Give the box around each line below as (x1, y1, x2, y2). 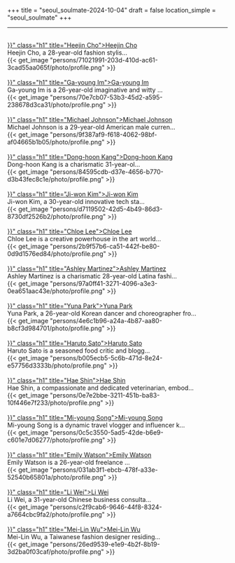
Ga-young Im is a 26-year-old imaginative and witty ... (7, 86, 163, 94)
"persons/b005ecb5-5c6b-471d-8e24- (50, 354, 163, 362)
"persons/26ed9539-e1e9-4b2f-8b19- (50, 540, 160, 548)
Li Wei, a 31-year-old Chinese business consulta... (7, 496, 152, 503)
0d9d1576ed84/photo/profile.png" (7, 250, 106, 258)
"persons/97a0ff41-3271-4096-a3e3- (50, 280, 158, 287)
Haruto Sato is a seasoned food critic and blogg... (7, 346, 150, 355)
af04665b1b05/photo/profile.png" (7, 138, 105, 146)
